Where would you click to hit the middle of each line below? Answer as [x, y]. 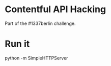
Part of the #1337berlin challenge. [40, 23]
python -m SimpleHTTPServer [36, 58]
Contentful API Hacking [55, 9]
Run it [17, 44]
